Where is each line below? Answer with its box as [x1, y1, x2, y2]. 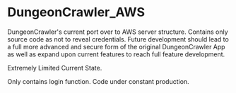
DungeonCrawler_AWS [7, 4, 145, 20]
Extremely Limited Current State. [7, 63, 102, 72]
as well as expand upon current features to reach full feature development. [7, 50, 225, 58]
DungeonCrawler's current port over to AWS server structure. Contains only [7, 27, 228, 36]
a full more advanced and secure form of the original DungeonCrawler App [7, 42, 225, 51]
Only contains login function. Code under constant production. [7, 77, 189, 85]
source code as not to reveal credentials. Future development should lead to [7, 35, 230, 43]
